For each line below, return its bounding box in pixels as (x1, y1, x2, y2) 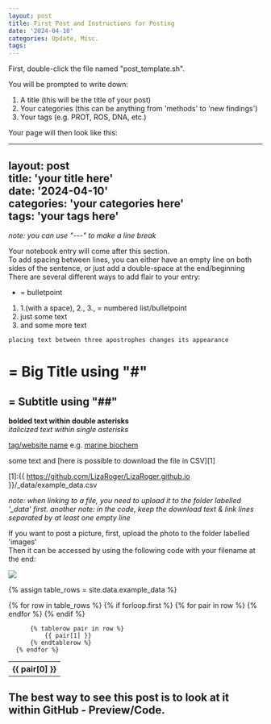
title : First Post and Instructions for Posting (8, 19, 175, 27)
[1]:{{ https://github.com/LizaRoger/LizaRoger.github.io (8, 471, 191, 481)
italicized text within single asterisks (8, 424, 129, 434)
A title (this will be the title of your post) (19, 95, 152, 105)
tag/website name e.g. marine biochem (8, 440, 139, 450)
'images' (8, 537, 38, 547)
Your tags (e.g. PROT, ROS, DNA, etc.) (19, 112, 147, 122)
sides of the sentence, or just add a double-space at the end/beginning (8, 263, 245, 273)
